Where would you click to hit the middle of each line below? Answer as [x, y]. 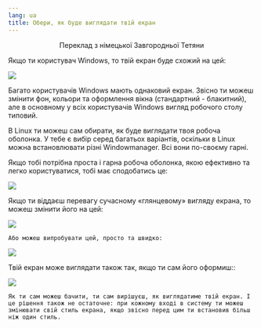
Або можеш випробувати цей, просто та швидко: [85, 238]
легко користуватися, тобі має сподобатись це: [88, 170]
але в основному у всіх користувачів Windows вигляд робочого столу [125, 107]
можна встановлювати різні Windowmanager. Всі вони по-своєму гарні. [129, 147]
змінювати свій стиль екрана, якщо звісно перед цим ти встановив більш [129, 310]
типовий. [23, 115]
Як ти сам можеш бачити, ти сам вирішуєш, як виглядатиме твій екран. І [129, 296]
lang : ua [22, 15]
